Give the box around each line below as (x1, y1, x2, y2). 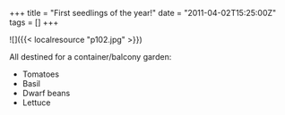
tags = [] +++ (9, 17, 59, 28)
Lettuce (22, 97, 51, 108)
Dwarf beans (22, 88, 71, 98)
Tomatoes (22, 69, 60, 79)
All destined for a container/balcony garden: (9, 52, 172, 62)
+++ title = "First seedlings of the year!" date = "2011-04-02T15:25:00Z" (9, 8, 277, 18)
